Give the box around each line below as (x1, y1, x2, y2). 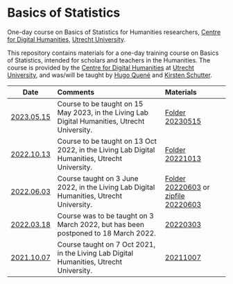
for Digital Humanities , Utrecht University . (7, 35, 126, 43)
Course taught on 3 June (57, 174, 139, 183)
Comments (57, 87, 95, 97)
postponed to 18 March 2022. (57, 228, 156, 237)
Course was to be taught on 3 (57, 210, 154, 220)
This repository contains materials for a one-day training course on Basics (7, 49, 219, 57)
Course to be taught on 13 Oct (57, 136, 157, 146)
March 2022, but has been (57, 219, 144, 229)
